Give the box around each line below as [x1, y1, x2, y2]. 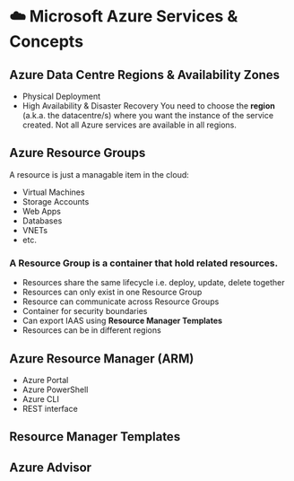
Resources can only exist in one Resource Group [22, 287, 203, 298]
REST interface [22, 403, 78, 414]
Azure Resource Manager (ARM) [9, 351, 195, 366]
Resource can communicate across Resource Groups [22, 296, 220, 307]
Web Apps [22, 206, 61, 216]
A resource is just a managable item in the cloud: [9, 169, 190, 179]
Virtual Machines [22, 187, 85, 197]
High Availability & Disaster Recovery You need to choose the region [22, 101, 275, 111]
